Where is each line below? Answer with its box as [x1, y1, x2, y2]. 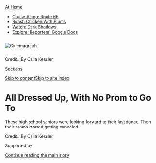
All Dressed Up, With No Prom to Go [5, 92, 152, 104]
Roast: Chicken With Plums [12, 19, 66, 24]
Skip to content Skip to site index [5, 75, 69, 81]
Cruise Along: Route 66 [12, 14, 59, 19]
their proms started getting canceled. [5, 124, 79, 129]
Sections [5, 66, 23, 72]
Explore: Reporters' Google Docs [12, 29, 78, 35]
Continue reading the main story [5, 152, 69, 158]
